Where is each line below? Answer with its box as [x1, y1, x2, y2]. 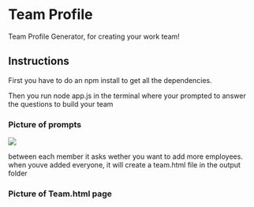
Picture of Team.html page [8, 188, 113, 199]
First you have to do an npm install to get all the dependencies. [8, 75, 213, 85]
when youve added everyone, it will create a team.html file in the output [8, 160, 241, 170]
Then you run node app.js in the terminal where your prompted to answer [8, 91, 246, 100]
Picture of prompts [8, 119, 82, 130]
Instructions [8, 55, 69, 68]
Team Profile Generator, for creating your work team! [8, 32, 180, 41]
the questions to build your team [8, 99, 114, 108]
